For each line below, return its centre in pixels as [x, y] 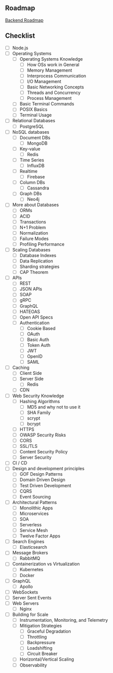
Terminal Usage [36, 115]
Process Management [49, 98]
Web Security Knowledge [38, 396]
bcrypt [34, 423]
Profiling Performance [42, 244]
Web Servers [25, 603]
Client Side [31, 373]
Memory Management [50, 70]
